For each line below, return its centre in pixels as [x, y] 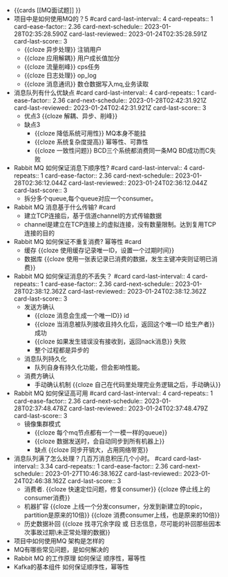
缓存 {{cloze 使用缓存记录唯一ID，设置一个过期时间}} [99, 250]
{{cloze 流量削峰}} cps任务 [62, 67]
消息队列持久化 [45, 359]
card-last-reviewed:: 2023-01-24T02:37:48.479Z [139, 408]
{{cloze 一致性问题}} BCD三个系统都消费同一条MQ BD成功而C [122, 150]
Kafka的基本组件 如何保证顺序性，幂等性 [71, 567]
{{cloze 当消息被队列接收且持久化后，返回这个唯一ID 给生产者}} [125, 324]
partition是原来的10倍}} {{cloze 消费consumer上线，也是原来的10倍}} [122, 515]
